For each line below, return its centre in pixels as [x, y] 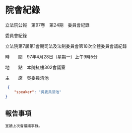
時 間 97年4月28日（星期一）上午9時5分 [51, 57]
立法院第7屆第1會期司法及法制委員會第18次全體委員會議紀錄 [66, 46]
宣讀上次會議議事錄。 [24, 126]
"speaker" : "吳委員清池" [38, 92]
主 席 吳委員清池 [27, 78]
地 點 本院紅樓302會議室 [35, 67]
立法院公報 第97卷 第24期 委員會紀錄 [47, 25]
